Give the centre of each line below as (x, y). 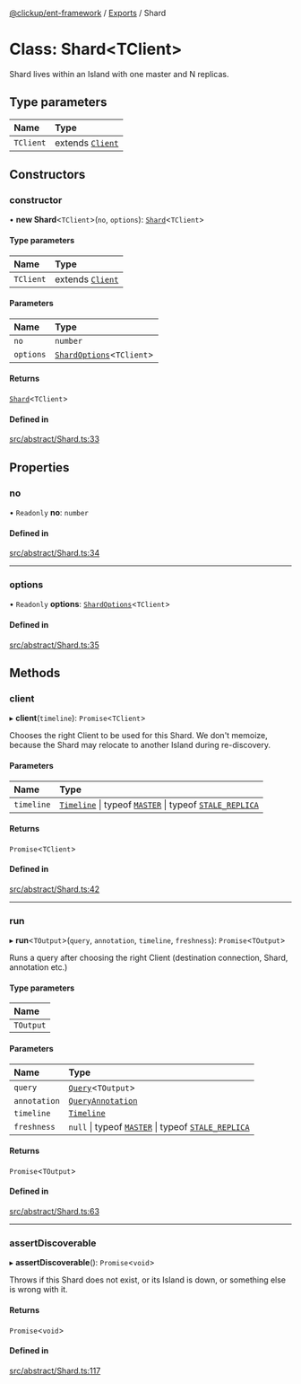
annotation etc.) (39, 967)
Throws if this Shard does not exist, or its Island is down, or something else (148, 1280)
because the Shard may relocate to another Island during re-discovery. (140, 745)
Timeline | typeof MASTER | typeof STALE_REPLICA (159, 805)
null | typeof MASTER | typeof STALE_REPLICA (159, 1126)
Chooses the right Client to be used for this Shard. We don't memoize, (139, 736)
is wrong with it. (39, 1290)
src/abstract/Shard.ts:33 (55, 439)
